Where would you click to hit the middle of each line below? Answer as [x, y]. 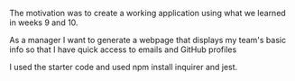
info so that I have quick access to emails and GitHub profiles [123, 49]
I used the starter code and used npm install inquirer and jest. [124, 67]
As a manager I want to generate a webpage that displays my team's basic [148, 40]
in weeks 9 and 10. [44, 22]
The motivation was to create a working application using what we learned [147, 13]
